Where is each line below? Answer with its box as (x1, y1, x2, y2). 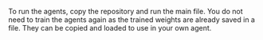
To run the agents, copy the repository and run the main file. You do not (8, 7, 243, 16)
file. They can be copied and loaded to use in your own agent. (8, 24, 212, 32)
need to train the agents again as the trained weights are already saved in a (8, 15, 255, 24)
